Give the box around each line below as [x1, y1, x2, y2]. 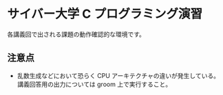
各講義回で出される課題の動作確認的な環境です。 [7, 30, 146, 38]
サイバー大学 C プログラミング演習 [7, 6, 203, 22]
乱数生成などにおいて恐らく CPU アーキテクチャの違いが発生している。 [17, 71, 220, 79]
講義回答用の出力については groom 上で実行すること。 [17, 80, 172, 88]
